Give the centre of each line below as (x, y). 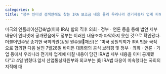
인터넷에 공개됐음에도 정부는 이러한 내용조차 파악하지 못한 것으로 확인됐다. (89, 35)
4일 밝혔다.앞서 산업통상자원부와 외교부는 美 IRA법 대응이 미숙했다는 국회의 (88, 60)
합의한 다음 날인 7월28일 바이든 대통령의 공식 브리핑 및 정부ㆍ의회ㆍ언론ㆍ (85, 48)
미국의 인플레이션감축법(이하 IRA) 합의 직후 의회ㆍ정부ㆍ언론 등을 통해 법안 (77, 29)
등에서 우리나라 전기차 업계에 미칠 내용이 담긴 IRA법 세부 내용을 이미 (76, 54)
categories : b (20, 10)
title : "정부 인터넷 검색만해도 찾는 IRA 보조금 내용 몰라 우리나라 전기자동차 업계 (79, 14)
